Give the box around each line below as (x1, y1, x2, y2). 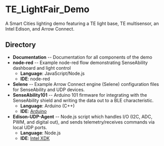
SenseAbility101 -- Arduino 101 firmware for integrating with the (12, 92, 147, 98)
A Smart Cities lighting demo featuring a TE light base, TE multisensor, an (5, 20, 159, 26)
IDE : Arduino (20, 108, 47, 114)
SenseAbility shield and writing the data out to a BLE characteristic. (12, 97, 154, 103)
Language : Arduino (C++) (20, 103, 75, 109)
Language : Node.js (20, 130, 61, 136)
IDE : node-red (20, 75, 50, 82)
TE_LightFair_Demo (5, 4, 90, 15)
